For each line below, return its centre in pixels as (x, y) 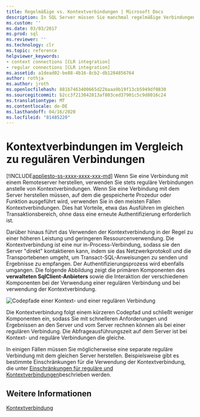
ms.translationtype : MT (36, 100)
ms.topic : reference (32, 51)
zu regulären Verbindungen (76, 160)
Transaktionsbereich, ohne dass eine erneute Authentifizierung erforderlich (99, 214)
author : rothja (25, 78)
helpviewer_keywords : (33, 56)
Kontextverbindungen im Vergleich (95, 147)
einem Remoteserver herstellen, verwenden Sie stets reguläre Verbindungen (100, 182)
